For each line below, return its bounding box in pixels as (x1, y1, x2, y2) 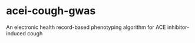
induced (6, 29, 27, 37)
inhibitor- (167, 24, 190, 31)
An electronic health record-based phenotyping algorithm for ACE (6, 24, 166, 31)
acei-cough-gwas (6, 4, 96, 18)
